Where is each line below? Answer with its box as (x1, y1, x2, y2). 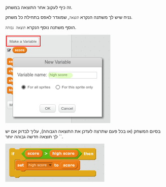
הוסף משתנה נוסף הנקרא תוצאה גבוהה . (5, 24, 77, 30)
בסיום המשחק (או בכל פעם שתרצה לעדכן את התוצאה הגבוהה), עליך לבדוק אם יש (5, 128, 161, 134)
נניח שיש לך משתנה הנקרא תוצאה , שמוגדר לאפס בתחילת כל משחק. (5, 14, 133, 20)
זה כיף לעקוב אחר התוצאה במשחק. (5, 5, 73, 10)
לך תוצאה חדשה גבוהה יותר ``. (5, 134, 63, 139)
